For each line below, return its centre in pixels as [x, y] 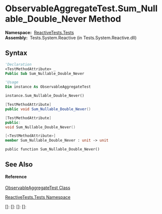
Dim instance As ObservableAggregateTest [48, 87]
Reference [16, 177]
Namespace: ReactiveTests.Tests [40, 32]
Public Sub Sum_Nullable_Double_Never [45, 73]
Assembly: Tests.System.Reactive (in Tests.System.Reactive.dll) [71, 38]
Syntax [16, 53]
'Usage [12, 82]
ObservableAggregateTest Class [38, 188]
